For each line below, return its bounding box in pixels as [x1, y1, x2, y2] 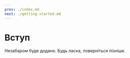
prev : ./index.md [4, 7, 40, 12]
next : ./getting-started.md [4, 12, 61, 16]
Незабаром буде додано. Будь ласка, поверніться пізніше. [4, 48, 126, 54]
